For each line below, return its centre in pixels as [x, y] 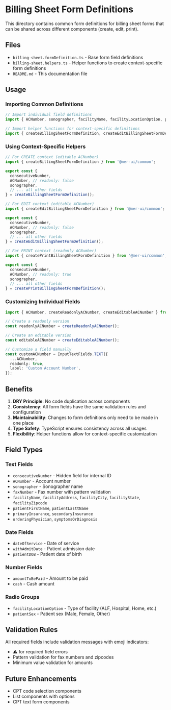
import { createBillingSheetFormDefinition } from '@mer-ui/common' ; [81, 162]
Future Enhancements [41, 679]
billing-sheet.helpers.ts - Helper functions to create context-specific [88, 63]
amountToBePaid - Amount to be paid [50, 578]
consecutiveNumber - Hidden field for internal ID [62, 475]
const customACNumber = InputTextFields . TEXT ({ [57, 354]
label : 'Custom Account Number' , [45, 369]
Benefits [19, 389]
